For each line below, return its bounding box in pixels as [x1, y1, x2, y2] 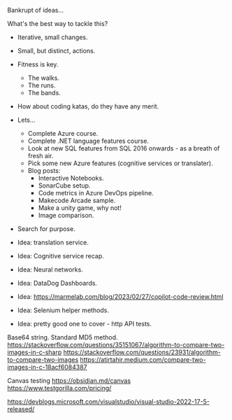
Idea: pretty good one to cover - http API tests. [17, 320, 152, 328]
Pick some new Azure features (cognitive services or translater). [27, 159, 213, 167]
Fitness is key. [17, 60, 59, 69]
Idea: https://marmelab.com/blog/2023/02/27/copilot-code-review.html [17, 293, 224, 300]
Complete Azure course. [27, 129, 99, 137]
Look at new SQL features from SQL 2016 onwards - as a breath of [27, 144, 220, 153]
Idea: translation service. [17, 238, 89, 246]
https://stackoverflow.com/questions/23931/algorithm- [63, 348, 222, 356]
